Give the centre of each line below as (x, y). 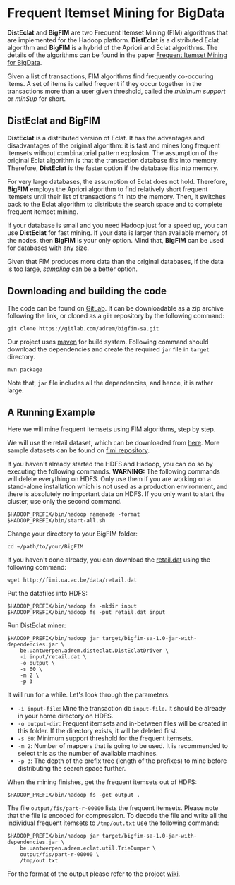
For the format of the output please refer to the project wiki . (94, 874)
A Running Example (51, 412)
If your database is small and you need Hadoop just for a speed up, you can (117, 225)
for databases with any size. (48, 248)
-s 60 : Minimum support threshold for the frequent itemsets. (105, 738)
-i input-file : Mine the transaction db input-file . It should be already (122, 709)
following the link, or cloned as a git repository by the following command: (116, 315)
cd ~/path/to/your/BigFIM (45, 547)
